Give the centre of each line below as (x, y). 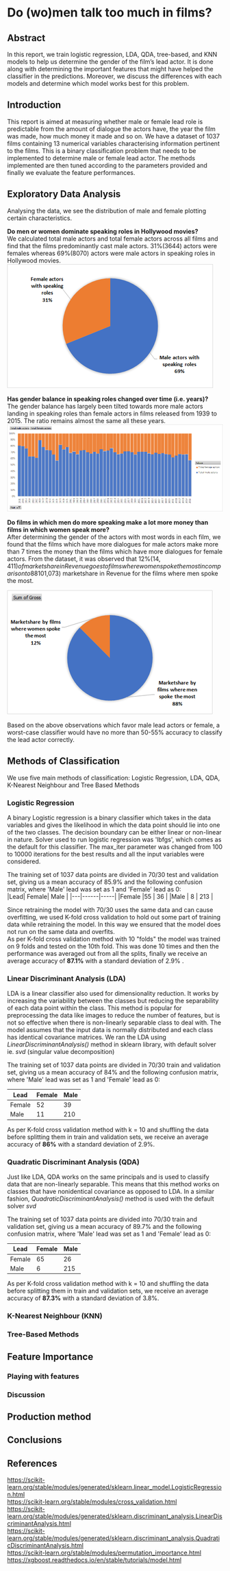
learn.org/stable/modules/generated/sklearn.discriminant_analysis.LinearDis (115, 1516)
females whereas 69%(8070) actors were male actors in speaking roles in (111, 253)
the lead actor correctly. (41, 739)
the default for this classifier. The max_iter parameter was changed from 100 (115, 847)
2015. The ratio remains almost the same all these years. (87, 420)
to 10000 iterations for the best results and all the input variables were (106, 854)
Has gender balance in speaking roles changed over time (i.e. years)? (108, 398)
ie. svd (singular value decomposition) (61, 1052)
